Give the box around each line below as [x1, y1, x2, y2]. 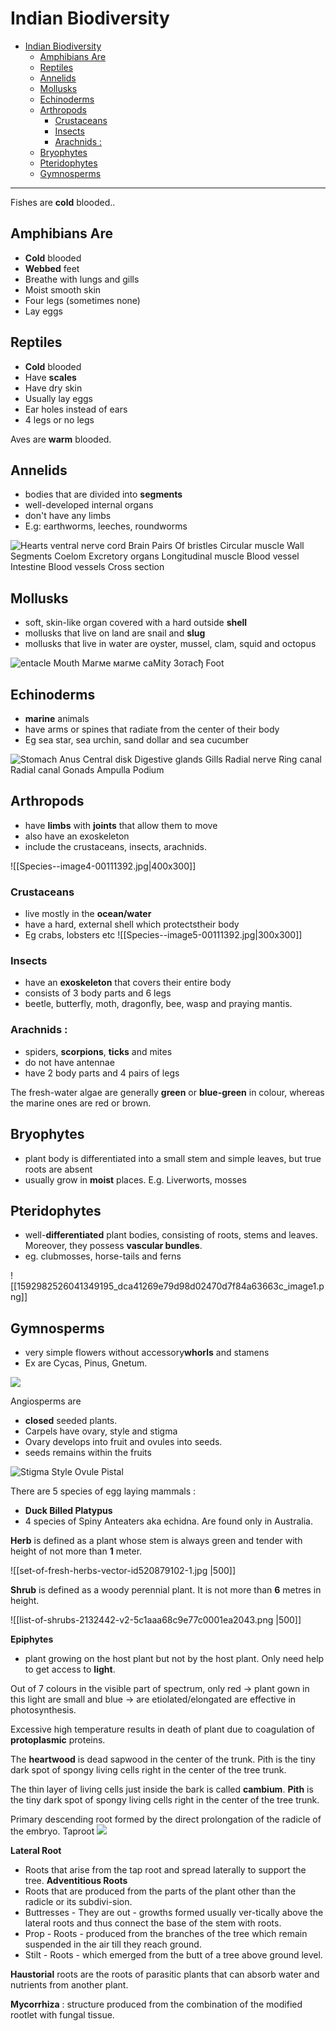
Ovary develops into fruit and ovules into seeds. [24, 1436, 223, 1448]
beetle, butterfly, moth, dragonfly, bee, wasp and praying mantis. [24, 998, 293, 1010]
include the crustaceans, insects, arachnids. [24, 840, 207, 852]
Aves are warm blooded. [10, 433, 112, 445]
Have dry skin [24, 382, 83, 394]
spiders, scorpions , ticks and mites [24, 1045, 173, 1057]
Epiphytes [10, 1633, 54, 1646]
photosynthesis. [10, 1704, 77, 1716]
